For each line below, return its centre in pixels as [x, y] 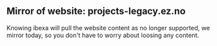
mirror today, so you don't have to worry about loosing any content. [103, 35]
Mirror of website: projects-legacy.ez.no [96, 11]
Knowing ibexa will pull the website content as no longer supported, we [108, 27]
